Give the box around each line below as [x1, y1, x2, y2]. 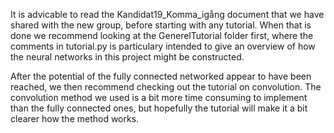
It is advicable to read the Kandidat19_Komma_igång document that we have [10, 9, 325, 20]
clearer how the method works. [10, 113, 140, 124]
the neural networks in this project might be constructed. [10, 51, 245, 63]
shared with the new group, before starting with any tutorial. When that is [10, 19, 312, 31]
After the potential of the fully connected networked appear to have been [10, 70, 312, 82]
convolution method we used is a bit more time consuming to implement [10, 92, 308, 103]
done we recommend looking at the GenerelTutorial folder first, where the [10, 30, 314, 41]
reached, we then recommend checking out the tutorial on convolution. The [10, 81, 322, 93]
